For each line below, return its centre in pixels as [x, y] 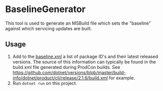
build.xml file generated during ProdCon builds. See [66, 67]
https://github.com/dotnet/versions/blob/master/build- [69, 72]
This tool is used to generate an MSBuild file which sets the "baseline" [78, 23]
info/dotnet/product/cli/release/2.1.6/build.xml [60, 78]
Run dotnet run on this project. [45, 83]
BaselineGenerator [45, 9]
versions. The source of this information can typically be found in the [84, 62]
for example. [122, 78]
